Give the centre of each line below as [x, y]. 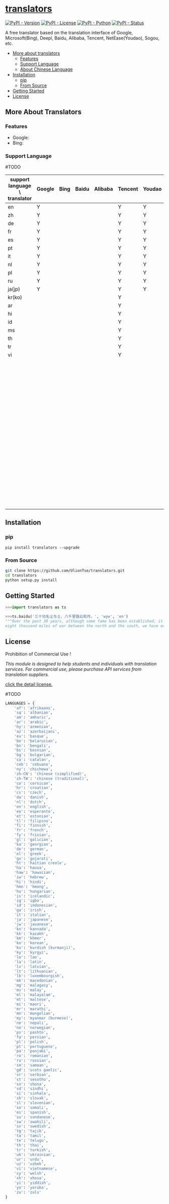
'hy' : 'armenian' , [33, 727]
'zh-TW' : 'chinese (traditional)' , [52, 778]
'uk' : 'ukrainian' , [35, 1154]
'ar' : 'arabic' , [31, 722]
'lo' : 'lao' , [28, 957]
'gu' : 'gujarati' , [33, 858]
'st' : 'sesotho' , [32, 1079]
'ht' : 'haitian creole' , [40, 863]
